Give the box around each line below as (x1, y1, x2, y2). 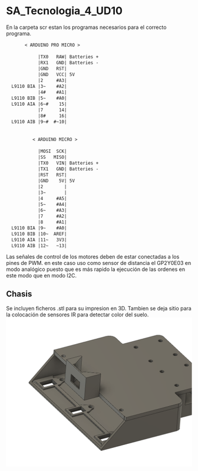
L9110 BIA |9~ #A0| (11, 225, 67, 231)
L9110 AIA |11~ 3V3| (11, 237, 67, 243)
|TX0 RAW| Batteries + (37, 54, 99, 60)
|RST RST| (37, 172, 67, 178)
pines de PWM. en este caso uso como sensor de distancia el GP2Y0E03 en (6, 259, 192, 266)
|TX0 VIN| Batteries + (37, 160, 99, 166)
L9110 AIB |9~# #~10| (11, 119, 67, 125)
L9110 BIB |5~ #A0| (11, 95, 67, 101)
